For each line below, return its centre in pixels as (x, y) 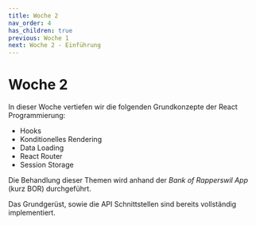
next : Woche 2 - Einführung (55, 45)
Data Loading (42, 148)
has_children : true (41, 30)
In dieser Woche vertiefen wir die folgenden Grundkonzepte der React (123, 107)
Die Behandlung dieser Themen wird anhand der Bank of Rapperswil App (128, 180)
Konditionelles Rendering (60, 140)
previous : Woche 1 (39, 38)
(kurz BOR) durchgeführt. (50, 189)
